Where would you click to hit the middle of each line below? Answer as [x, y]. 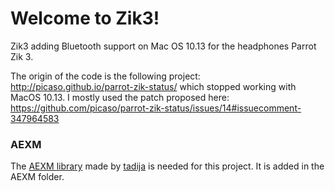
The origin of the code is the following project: [105, 76]
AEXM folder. [37, 177]
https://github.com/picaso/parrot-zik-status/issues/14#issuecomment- [156, 108]
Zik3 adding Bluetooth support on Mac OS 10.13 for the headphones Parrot [163, 46]
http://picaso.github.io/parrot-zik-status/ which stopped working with [153, 86]
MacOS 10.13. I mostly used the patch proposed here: [120, 97]
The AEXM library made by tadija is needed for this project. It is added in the [167, 166]
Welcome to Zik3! [85, 18]
